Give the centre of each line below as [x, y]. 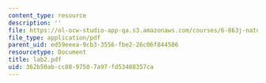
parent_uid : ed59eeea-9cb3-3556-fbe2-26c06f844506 [93, 45]
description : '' [35, 23]
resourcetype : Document [47, 52]
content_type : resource [47, 15]
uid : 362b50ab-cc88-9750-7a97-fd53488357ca [81, 67]
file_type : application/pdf [55, 38]
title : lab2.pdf [35, 60]
